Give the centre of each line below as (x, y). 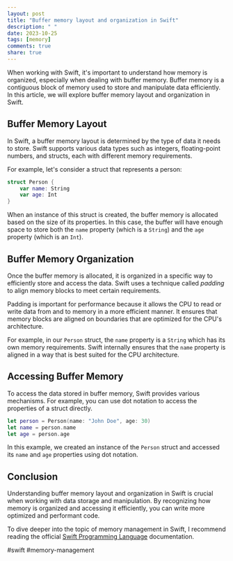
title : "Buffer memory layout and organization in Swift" (93, 20)
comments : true (29, 46)
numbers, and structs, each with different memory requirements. (100, 156)
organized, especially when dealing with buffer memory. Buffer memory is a (116, 80)
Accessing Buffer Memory (65, 376)
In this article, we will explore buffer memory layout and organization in (109, 94)
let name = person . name (42, 427)
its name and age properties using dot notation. (73, 455)
